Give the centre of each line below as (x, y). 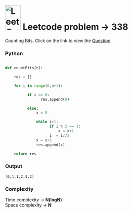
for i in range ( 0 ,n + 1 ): (39, 86)
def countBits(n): (24, 68)
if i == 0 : (38, 95)
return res (25, 154)
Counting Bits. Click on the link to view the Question (58, 41)
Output (14, 167)
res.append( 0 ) (55, 99)
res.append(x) (51, 145)
